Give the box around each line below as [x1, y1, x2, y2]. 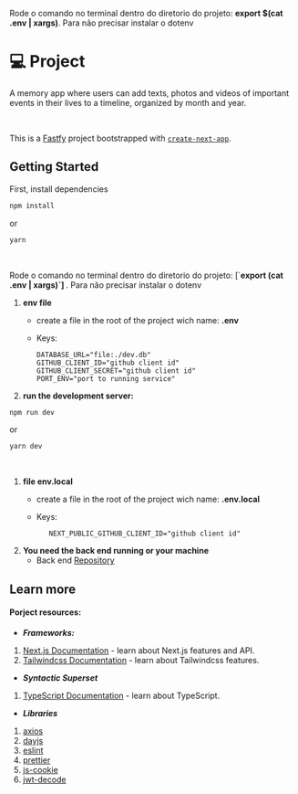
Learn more [9, 581, 77, 597]
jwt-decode [22, 774, 67, 785]
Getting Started [9, 159, 99, 175]
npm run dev [9, 408, 55, 417]
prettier [22, 754, 51, 766]
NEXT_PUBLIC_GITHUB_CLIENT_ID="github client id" [48, 529, 241, 538]
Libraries [22, 707, 58, 718]
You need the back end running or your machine [22, 545, 210, 556]
